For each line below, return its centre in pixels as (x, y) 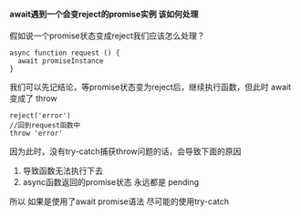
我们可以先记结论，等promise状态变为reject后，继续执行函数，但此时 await (150, 87)
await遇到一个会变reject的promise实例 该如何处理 (104, 14)
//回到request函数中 (45, 126)
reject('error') (40, 116)
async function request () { (65, 53)
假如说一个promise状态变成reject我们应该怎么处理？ (107, 36)
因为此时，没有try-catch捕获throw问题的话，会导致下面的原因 (125, 151)
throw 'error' (36, 134)
